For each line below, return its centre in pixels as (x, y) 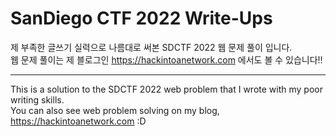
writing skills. (37, 99)
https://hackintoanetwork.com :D (78, 121)
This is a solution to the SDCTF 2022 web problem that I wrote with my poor (166, 89)
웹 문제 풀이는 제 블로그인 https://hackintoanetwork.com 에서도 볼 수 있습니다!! (166, 59)
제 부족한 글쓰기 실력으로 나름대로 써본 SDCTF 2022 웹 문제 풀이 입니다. (151, 47)
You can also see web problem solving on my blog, (115, 110)
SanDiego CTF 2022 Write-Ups (141, 18)
